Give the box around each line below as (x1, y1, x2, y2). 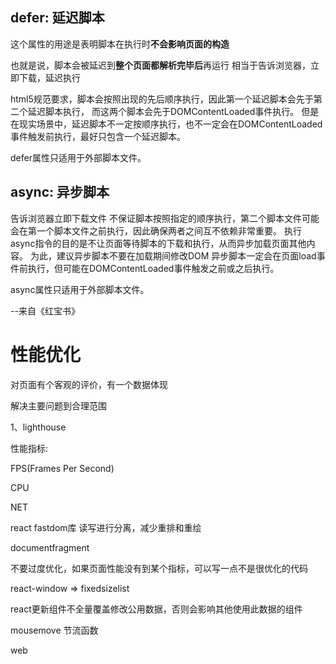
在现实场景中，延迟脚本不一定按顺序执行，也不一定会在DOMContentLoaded (10, 118, 323, 130)
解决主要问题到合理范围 (10, 399, 107, 412)
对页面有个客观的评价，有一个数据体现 (10, 378, 168, 390)
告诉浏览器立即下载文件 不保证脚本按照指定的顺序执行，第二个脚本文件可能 (10, 212, 320, 224)
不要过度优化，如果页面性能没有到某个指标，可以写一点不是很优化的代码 (10, 562, 308, 574)
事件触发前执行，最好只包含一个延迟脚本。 (10, 130, 186, 142)
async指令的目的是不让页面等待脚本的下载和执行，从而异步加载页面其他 (10, 237, 307, 249)
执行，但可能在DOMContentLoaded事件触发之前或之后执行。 (27, 262, 280, 274)
